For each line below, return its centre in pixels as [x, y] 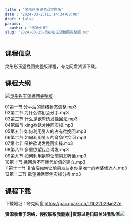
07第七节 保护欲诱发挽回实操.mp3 [39, 143]
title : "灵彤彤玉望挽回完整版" [34, 10]
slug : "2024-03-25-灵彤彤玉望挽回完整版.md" [47, 32]
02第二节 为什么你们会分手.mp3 [37, 112]
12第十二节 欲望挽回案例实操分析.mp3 [43, 174]
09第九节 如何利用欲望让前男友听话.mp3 [46, 156]
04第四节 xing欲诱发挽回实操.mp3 [39, 125]
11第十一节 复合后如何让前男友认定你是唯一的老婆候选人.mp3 [66, 168]
